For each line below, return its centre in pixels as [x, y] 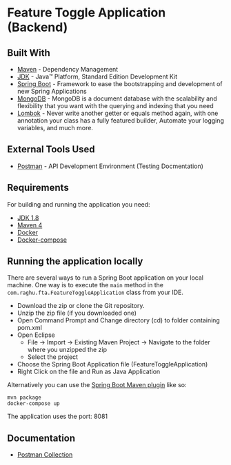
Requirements [38, 188]
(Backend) [38, 27]
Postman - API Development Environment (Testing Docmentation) [110, 166]
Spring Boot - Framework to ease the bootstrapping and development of [120, 84]
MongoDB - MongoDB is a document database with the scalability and [117, 99]
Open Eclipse [36, 335]
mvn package [24, 397]
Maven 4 [30, 225]
